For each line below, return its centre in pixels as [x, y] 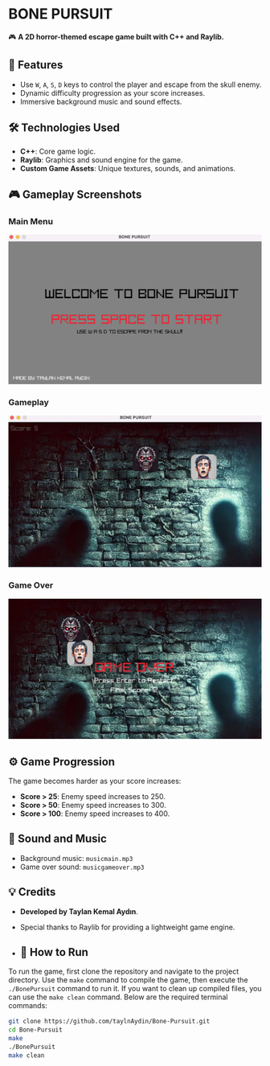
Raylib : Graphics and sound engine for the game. [101, 160]
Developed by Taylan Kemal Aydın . [79, 911]
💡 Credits [32, 892]
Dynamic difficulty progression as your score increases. [112, 92]
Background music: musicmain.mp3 [76, 858]
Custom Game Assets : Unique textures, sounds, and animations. [127, 168]
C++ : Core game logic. [58, 151]
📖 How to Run [54, 952]
